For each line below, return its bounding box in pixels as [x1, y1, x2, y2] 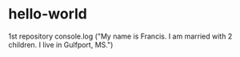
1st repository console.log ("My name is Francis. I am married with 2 [8, 31, 233, 41]
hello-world [8, 5, 88, 23]
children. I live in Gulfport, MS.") [8, 39, 114, 49]
